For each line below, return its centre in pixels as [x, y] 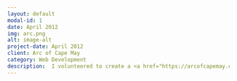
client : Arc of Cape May [44, 54]
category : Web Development [47, 60]
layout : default [31, 14]
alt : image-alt [30, 40]
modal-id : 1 [25, 20]
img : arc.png [26, 33]
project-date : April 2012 [45, 46]
